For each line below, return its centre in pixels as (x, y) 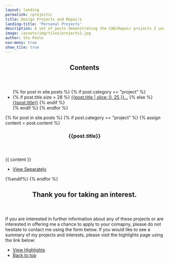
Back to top (24, 255)
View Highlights (29, 250)
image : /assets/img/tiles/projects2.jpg (48, 33)
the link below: (20, 240)
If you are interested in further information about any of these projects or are (84, 219)
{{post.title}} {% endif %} (39, 103)
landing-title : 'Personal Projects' (44, 24)
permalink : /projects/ (29, 15)
